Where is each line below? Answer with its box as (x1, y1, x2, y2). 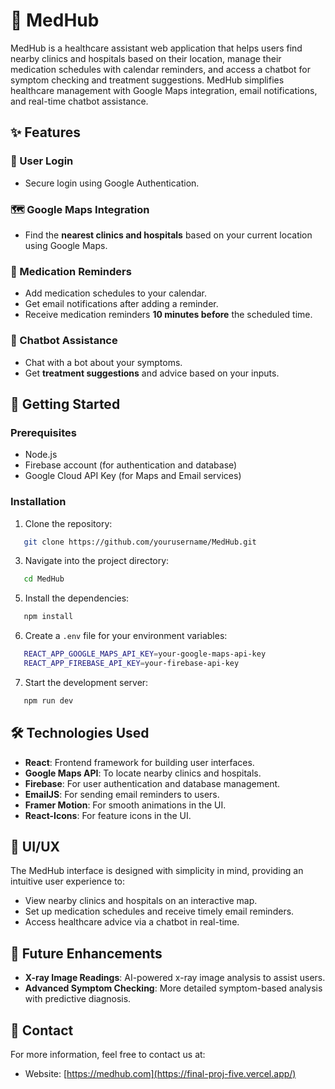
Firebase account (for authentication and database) (24, 459, 238, 471)
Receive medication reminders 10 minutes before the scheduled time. (24, 309, 313, 321)
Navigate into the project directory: (24, 555, 170, 567)
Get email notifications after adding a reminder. (24, 298, 219, 310)
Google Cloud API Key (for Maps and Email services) (24, 470, 242, 482)
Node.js (24, 449, 58, 461)
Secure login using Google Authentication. (24, 177, 200, 189)
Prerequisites (10, 425, 77, 439)
